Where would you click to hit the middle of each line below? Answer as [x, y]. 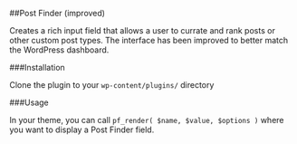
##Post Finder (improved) [57, 13]
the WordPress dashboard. [59, 50]
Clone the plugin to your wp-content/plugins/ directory [112, 85]
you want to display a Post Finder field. [82, 130]
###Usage [29, 102]
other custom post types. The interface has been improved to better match [149, 40]
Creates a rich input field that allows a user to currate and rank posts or [143, 30]
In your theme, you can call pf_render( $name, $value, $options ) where [147, 120]
